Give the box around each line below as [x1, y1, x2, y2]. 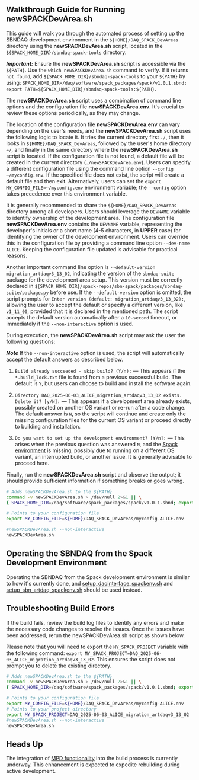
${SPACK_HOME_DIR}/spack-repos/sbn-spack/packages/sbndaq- [34, 283, 184, 289]
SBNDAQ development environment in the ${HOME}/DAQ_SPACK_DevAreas [6, 36, 179, 43]
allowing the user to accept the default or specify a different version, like [6, 301, 184, 308]
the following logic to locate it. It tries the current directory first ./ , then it [6, 133, 185, 140]
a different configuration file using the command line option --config [6, 165, 174, 172]
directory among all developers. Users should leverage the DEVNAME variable [6, 207, 190, 215]
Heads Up [6, 739, 43, 749]
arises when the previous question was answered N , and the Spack [14, 440, 178, 447]
